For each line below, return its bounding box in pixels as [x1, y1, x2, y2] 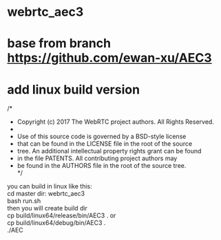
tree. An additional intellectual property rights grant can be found [17, 147, 202, 155]
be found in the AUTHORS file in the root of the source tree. [17, 162, 187, 170]
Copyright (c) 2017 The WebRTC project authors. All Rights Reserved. [17, 118, 215, 126]
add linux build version [7, 82, 140, 97]
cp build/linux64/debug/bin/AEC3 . [7, 219, 106, 227]
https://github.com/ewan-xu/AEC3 [7, 50, 212, 66]
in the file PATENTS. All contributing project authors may [17, 154, 178, 162]
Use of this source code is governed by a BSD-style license [17, 132, 187, 141]
